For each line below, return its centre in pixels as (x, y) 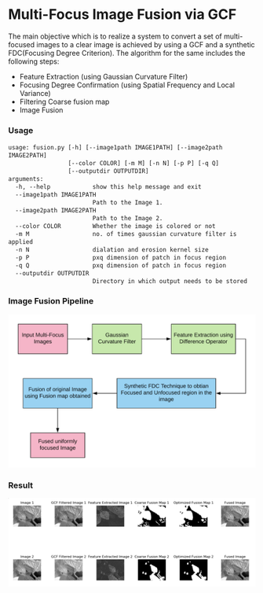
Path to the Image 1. (128, 203)
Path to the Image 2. (128, 219)
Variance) (35, 93)
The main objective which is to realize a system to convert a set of (115, 36)
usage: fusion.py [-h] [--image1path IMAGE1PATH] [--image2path (115, 148)
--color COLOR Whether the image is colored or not (115, 227)
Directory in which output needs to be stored (170, 282)
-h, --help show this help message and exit (108, 187)
